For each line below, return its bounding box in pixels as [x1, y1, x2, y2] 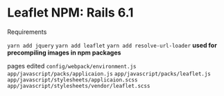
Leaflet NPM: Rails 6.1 [7, 5, 134, 21]
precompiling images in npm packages [7, 48, 121, 57]
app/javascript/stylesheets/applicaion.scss [7, 76, 138, 84]
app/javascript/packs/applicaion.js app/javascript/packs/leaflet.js [7, 70, 212, 77]
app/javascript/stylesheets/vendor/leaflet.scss [7, 82, 150, 89]
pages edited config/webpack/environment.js [7, 61, 137, 70]
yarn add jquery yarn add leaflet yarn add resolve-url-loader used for [7, 41, 217, 49]
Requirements [7, 28, 47, 36]
